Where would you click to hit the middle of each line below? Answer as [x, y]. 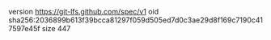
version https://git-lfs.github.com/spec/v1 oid [84, 12]
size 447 [56, 28]
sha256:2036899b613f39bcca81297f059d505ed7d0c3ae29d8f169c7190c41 [136, 20]
